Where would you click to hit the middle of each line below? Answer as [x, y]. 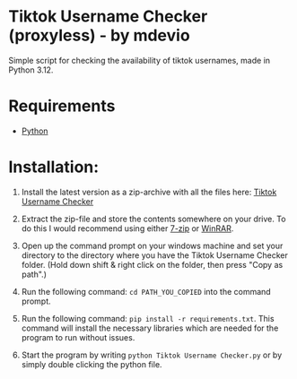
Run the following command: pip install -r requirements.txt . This [148, 318]
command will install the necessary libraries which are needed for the [150, 328]
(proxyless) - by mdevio [99, 35]
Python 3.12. [31, 70]
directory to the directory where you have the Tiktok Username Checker [154, 255]
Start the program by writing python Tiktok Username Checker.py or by [152, 355]
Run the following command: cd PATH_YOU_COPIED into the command [146, 291]
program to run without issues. [78, 337]
